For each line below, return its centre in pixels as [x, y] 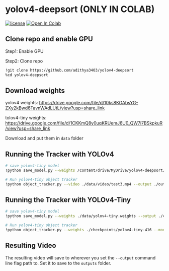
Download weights [35, 90]
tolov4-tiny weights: [26, 118]
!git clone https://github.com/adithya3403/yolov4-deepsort [70, 70]
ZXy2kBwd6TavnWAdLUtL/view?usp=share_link [55, 108]
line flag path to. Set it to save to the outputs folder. [58, 263]
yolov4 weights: [22, 103]
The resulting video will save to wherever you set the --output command [80, 257]
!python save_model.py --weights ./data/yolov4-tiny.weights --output [81, 216]
